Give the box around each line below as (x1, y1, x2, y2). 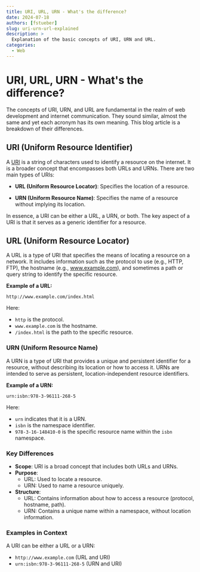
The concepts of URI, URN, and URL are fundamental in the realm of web (6, 106, 186, 113)
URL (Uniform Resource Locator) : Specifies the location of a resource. (14, 182, 189, 190)
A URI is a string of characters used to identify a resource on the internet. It (6, 158, 191, 165)
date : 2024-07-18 (6, 14, 50, 20)
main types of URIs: (6, 171, 55, 178)
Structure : (14, 488, 41, 495)
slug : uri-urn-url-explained (6, 25, 79, 32)
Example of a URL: (6, 282, 53, 290)
